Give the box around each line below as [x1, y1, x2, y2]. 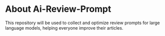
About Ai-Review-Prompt [5, 3, 111, 15]
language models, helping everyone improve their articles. [5, 25, 124, 31]
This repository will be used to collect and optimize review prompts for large [5, 20, 160, 26]
